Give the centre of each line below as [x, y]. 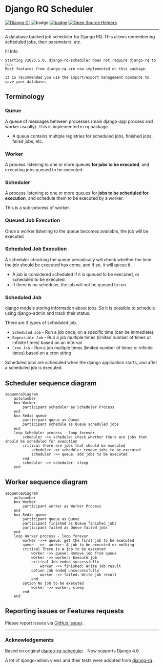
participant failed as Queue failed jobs [65, 528]
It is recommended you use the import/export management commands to [77, 77]
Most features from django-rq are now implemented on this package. [76, 69]
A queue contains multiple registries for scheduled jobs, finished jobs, [82, 136]
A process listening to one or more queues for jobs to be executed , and [77, 164]
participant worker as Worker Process [62, 506]
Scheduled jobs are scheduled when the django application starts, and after [81, 363]
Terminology [25, 97]
